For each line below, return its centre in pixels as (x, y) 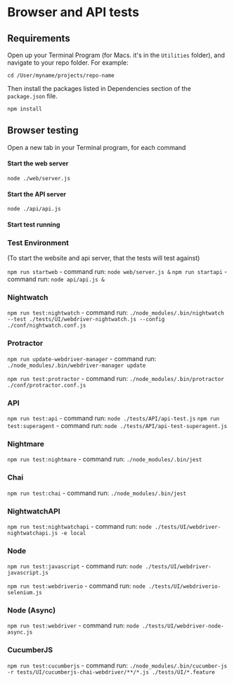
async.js (20, 632)
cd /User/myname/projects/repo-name (61, 75)
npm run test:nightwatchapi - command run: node (80, 526)
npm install (25, 109)
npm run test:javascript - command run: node (75, 566)
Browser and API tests (73, 12)
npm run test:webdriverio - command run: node (77, 586)
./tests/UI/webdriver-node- (183, 626)
